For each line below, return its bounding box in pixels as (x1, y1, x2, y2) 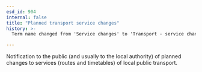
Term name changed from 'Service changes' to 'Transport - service (11, 31, 185, 37)
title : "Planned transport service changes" (6, 20, 120, 26)
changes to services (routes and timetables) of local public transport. (6, 59, 178, 67)
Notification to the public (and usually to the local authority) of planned (6, 53, 182, 60)
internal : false (6, 14, 47, 20)
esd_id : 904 (6, 8, 36, 15)
